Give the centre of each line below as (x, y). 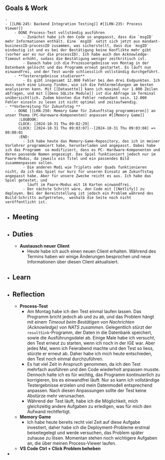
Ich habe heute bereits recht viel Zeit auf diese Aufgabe (83, 422)
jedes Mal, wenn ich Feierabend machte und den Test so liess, (90, 348)
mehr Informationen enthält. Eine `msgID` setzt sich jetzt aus (73, 41)
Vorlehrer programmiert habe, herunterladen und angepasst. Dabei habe (80, 145)
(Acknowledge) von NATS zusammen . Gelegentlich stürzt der (89, 328)
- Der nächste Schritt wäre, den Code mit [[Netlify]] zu (84, 189)
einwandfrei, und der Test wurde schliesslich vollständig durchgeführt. (83, 71)
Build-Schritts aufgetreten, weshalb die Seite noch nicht (68, 197)
